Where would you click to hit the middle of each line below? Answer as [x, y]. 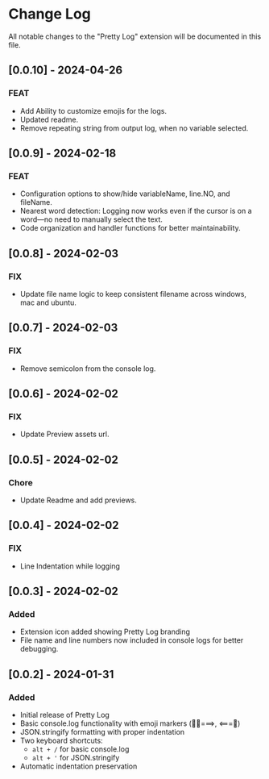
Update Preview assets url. [64, 434]
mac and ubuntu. [48, 302]
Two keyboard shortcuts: [61, 741]
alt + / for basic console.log [81, 749]
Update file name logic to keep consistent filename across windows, [133, 294]
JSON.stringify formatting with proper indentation [102, 732]
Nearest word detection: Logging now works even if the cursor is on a [136, 211]
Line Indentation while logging [70, 566]
